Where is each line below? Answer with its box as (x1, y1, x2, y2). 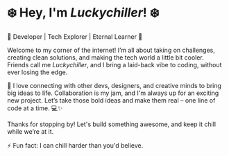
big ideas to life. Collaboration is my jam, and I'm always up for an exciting (7, 89, 219, 97)
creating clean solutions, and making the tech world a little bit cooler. (7, 53, 205, 62)
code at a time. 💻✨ (7, 104, 63, 112)
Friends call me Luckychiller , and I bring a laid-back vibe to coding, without (7, 60, 222, 69)
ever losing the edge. (7, 68, 68, 76)
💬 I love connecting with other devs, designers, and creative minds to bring (7, 81, 222, 89)
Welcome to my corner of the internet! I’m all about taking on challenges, (7, 46, 215, 54)
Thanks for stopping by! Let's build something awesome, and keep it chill (7, 120, 217, 128)
